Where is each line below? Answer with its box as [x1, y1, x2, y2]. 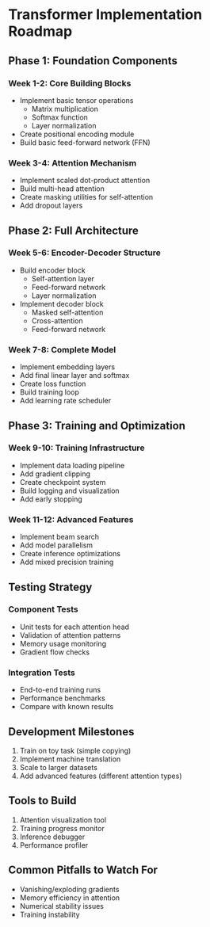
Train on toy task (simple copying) [19, 746, 132, 755]
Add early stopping [19, 494, 83, 504]
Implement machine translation [19, 754, 121, 764]
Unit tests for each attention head [19, 622, 129, 631]
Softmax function [31, 113, 89, 122]
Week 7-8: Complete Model [8, 344, 116, 355]
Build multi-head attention [19, 184, 105, 193]
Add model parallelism [19, 540, 94, 550]
